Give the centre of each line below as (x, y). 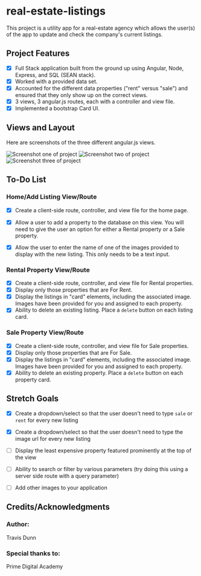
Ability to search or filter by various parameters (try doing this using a (101, 469)
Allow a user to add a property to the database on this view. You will (99, 222)
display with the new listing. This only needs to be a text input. (92, 254)
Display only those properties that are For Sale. (73, 352)
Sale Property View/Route (45, 333)
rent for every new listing (46, 420)
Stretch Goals (33, 399)
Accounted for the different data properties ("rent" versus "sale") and (101, 88)
